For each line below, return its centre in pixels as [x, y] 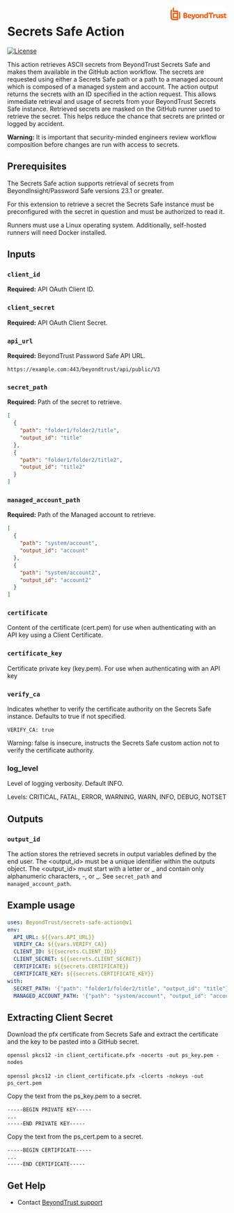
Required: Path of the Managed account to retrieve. [81, 515]
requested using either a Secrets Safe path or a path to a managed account [115, 79]
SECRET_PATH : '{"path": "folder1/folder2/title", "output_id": [107, 989]
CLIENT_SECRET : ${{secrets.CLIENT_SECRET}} [77, 959]
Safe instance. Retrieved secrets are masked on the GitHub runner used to [114, 109]
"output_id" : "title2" [53, 467]
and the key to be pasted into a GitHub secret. [73, 1042]
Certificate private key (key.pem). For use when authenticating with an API [114, 668]
